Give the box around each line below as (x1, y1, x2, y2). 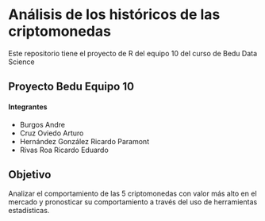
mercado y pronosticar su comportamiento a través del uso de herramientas (8, 197, 258, 207)
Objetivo (8, 168, 52, 181)
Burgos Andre (19, 120, 66, 129)
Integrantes (8, 101, 48, 112)
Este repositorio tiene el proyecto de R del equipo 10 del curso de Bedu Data (8, 48, 258, 58)
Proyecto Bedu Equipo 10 (8, 80, 135, 93)
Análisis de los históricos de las (8, 6, 221, 24)
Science (8, 57, 35, 67)
